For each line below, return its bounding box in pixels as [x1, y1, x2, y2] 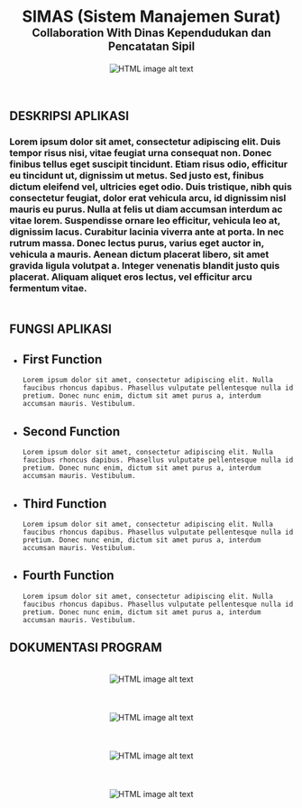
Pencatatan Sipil [107, 39, 196, 54]
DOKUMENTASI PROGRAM [9, 640, 162, 656]
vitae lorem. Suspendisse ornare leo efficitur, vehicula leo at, [9, 215, 281, 227]
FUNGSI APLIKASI [9, 321, 113, 336]
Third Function [22, 496, 107, 511]
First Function [22, 352, 103, 367]
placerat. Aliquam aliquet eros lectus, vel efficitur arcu [9, 271, 252, 283]
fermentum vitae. [9, 282, 87, 295]
